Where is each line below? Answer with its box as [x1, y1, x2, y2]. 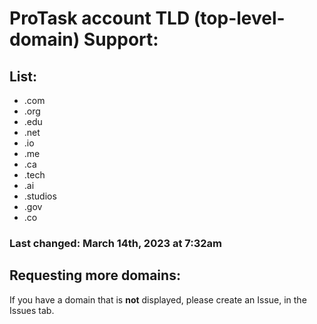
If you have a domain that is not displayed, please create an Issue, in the [9, 293, 307, 306]
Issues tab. [9, 304, 55, 316]
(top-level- [193, 7, 286, 30]
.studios [23, 190, 57, 202]
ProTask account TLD [9, 7, 191, 30]
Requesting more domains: [9, 267, 181, 284]
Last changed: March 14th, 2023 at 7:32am [9, 236, 223, 250]
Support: [83, 28, 159, 51]
